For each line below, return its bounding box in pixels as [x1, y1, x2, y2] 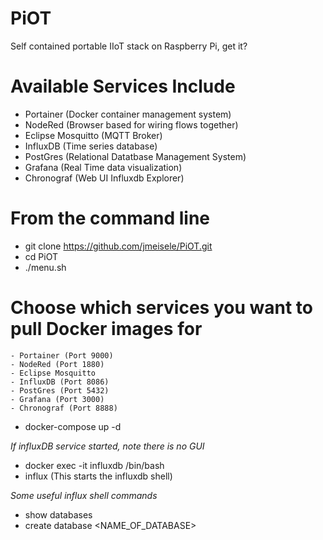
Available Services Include [10, 75, 236, 98]
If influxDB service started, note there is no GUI [10, 440, 205, 452]
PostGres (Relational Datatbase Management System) [24, 150, 247, 162]
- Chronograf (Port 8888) [10, 403, 118, 413]
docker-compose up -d [24, 420, 122, 432]
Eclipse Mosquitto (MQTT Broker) [24, 129, 163, 141]
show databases [24, 508, 93, 521]
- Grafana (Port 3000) [10, 394, 105, 404]
